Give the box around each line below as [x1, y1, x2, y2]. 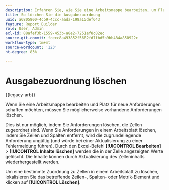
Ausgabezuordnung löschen [5, 75, 127, 87]
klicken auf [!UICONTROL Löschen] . [5, 179, 81, 185]
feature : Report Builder [5, 21, 57, 27]
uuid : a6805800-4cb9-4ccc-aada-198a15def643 [5, 17, 100, 22]
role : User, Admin [5, 26, 44, 31]
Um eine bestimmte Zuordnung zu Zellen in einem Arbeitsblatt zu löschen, [5, 169, 159, 175]
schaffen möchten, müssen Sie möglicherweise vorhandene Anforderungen [5, 107, 162, 113]
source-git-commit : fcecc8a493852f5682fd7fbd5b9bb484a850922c [5, 36, 138, 41]
